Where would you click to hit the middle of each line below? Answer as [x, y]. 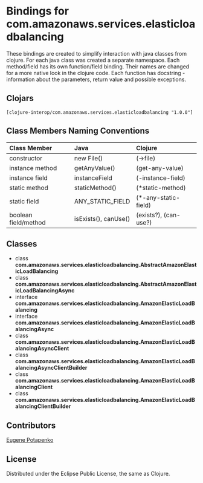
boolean [21, 215]
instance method [33, 168]
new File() [89, 158]
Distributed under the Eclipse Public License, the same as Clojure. [88, 474]
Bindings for [38, 11]
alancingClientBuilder [43, 406]
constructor [26, 158]
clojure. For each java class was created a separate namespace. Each [93, 60]
